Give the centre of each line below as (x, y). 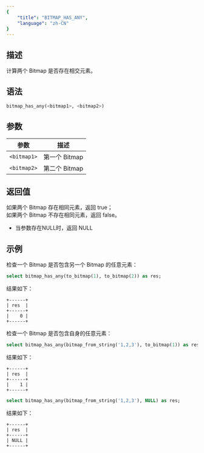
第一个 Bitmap (63, 157)
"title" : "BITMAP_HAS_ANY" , (53, 18)
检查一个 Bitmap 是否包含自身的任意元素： (59, 333)
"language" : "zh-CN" (43, 23)
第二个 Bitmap (63, 168)
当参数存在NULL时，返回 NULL (54, 228)
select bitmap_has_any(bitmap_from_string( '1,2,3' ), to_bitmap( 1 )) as (97, 345)
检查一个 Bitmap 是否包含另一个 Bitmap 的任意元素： (72, 265)
